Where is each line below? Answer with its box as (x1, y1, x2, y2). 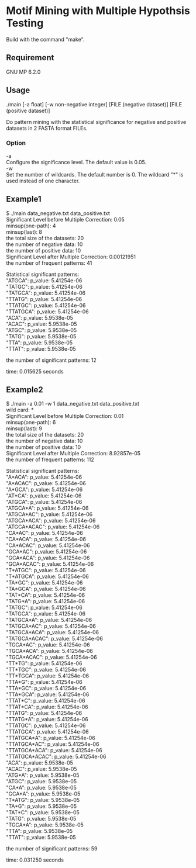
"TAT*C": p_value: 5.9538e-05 (6, 809, 80, 816)
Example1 (6, 194, 42, 204)
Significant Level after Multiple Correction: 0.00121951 (6, 253, 136, 260)
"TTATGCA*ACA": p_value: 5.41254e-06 (6, 747, 102, 754)
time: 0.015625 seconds (6, 368, 64, 375)
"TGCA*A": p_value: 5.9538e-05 (6, 821, 84, 828)
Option (6, 139, 26, 147)
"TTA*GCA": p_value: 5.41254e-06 (6, 691, 90, 698)
